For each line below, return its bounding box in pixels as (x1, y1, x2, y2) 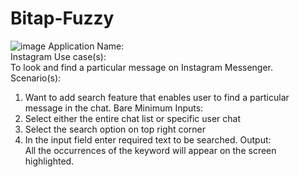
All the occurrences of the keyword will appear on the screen (24, 144, 277, 156)
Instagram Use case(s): (10, 50, 107, 62)
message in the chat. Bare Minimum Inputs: (24, 102, 204, 114)
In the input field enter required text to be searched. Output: (24, 133, 272, 146)
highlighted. (24, 155, 75, 167)
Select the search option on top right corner (24, 123, 207, 135)
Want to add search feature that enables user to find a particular (24, 91, 290, 103)
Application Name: (48, 40, 125, 52)
